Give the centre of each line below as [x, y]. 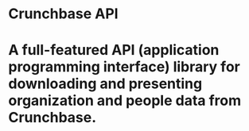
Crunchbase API [63, 14]
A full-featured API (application [114, 50]
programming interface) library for [124, 67]
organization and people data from [125, 101]
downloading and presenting [105, 84]
